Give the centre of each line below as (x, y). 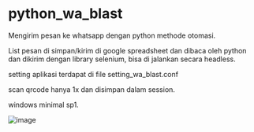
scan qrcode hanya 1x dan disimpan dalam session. (92, 89)
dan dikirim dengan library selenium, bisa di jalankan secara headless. (122, 59)
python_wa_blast (65, 14)
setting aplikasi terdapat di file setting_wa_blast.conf (93, 74)
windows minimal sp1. (43, 104)
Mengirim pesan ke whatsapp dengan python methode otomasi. (112, 35)
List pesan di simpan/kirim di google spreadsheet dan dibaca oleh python (127, 50)
